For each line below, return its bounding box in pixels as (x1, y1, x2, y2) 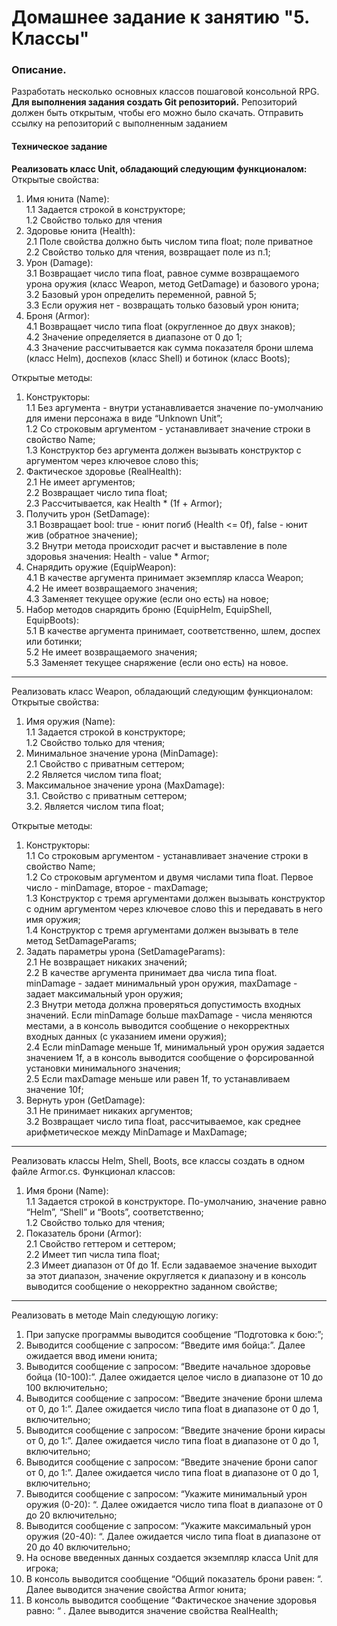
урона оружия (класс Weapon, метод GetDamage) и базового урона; (25, 277, 320, 290)
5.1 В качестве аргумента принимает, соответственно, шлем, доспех (25, 624, 321, 636)
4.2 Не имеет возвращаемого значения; (25, 582, 198, 594)
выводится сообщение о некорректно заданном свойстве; (25, 1280, 278, 1292)
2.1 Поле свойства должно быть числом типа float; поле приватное (25, 235, 314, 247)
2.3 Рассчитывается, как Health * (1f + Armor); (25, 497, 223, 509)
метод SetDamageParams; (25, 934, 138, 946)
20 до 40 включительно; (25, 1541, 131, 1553)
